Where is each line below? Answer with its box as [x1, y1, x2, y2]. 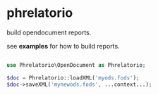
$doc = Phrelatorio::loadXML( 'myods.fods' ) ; [6, 74, 140, 82]
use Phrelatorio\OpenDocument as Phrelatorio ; [6, 61, 146, 68]
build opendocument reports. [6, 28, 92, 37]
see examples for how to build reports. [6, 42, 121, 50]
